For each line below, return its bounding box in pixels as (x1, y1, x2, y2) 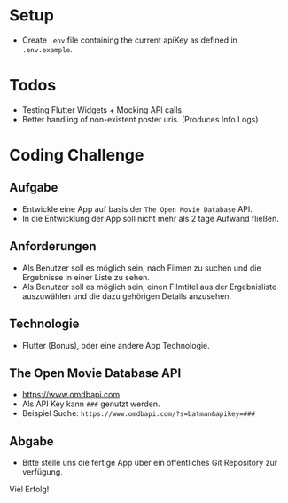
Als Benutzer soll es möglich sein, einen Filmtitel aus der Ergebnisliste (21, 281, 277, 292)
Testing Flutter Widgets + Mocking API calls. (21, 104, 184, 115)
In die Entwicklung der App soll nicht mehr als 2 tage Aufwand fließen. (21, 213, 279, 224)
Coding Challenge (9, 145, 144, 165)
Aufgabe (9, 180, 58, 195)
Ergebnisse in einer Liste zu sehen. (21, 271, 151, 282)
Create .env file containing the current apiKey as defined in (21, 35, 237, 45)
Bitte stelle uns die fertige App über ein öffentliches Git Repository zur (21, 458, 277, 468)
